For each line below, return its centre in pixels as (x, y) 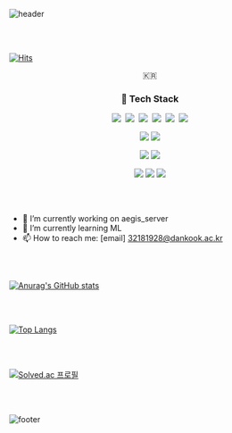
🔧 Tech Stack (150, 98)
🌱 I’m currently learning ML (72, 229)
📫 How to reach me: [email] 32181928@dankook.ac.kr (122, 238)
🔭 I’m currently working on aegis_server (95, 219)
